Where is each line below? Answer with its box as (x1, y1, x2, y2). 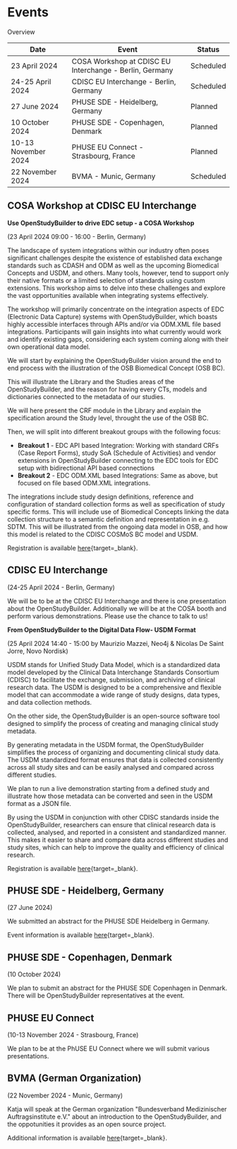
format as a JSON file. (7, 799, 72, 807)
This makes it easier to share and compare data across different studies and (7, 836, 229, 844)
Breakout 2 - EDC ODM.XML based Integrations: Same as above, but (17, 471, 219, 480)
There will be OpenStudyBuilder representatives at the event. (7, 991, 185, 1000)
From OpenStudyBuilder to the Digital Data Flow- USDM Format (7, 625, 196, 634)
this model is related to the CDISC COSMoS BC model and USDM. (7, 530, 199, 538)
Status (197, 44, 220, 54)
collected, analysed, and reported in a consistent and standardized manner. (7, 828, 227, 836)
